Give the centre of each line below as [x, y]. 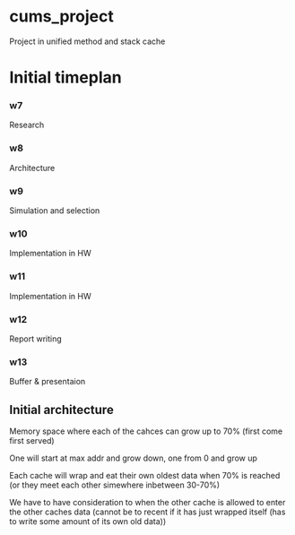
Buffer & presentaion [48, 382]
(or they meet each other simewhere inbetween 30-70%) [115, 485]
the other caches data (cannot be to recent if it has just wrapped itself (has [147, 512]
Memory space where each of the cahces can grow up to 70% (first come [146, 431]
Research [27, 125]
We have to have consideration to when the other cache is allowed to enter [147, 503]
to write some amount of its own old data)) [88, 522]
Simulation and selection [55, 211]
